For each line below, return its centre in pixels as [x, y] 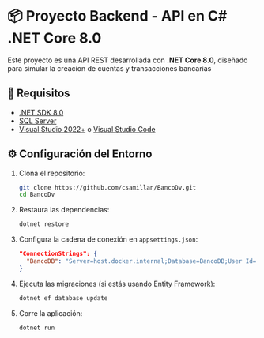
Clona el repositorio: [52, 173]
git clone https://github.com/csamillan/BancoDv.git [107, 187]
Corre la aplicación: [51, 313]
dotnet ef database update [63, 298]
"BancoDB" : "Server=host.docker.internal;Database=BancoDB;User [134, 261]
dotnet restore [44, 224]
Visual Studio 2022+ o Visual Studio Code [87, 129]
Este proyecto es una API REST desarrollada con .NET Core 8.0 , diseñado [128, 60]
